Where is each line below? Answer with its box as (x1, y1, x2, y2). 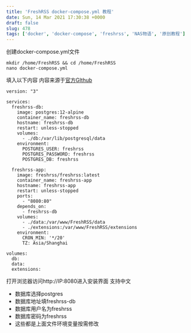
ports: (17, 193, 33, 199)
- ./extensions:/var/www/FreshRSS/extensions (21, 225, 137, 231)
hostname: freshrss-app (17, 183, 76, 189)
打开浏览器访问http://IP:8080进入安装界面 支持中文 (6, 277, 131, 285)
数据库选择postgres (14, 291, 63, 298)
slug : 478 (6, 25, 31, 32)
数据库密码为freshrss (14, 313, 67, 320)
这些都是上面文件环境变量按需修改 (14, 320, 99, 328)
